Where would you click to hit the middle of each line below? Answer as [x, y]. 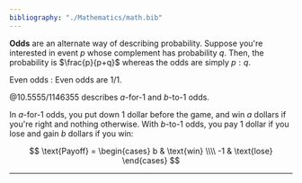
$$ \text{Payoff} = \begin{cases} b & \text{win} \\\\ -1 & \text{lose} [151, 151]
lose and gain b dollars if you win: [71, 133]
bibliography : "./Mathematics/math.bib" [86, 17]
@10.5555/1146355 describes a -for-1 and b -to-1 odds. [109, 97]
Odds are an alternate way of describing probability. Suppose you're [136, 43]
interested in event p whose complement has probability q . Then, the [137, 52]
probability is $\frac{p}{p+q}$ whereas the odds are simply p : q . [130, 62]
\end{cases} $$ [151, 160]
